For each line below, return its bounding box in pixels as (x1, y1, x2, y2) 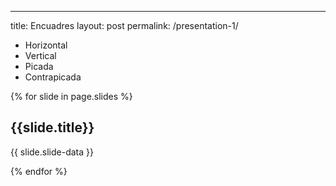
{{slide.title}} (10, 119, 95, 136)
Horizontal (24, 39, 68, 51)
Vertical (24, 50, 57, 61)
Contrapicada (24, 71, 82, 83)
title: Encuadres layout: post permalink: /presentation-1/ (10, 20, 239, 31)
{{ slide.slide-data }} (10, 146, 94, 158)
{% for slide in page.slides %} (10, 91, 133, 102)
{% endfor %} (10, 165, 68, 177)
